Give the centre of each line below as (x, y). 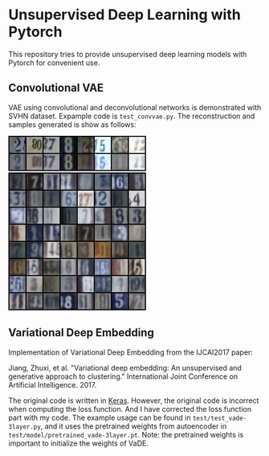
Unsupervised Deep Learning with (124, 15)
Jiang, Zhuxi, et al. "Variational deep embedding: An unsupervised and (125, 368)
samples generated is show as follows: (72, 124)
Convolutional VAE (56, 88)
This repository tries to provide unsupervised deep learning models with (128, 54)
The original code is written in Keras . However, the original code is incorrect (134, 401)
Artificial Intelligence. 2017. (53, 384)
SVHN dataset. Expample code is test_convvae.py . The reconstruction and (132, 116)
